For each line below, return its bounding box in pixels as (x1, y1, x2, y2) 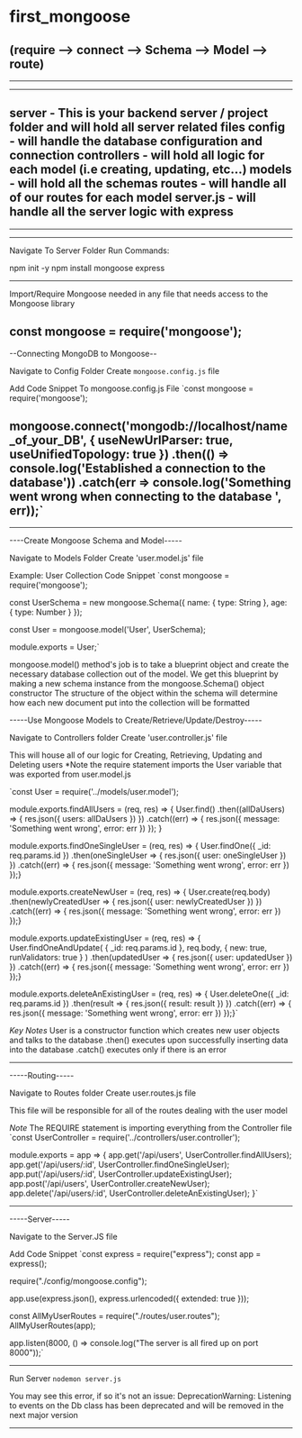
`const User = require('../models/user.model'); (9, 787, 180, 797)
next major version (9, 1410, 79, 1421)
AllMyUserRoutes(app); (9, 1320, 96, 1331)
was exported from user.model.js (9, 769, 132, 780)
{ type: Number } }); (9, 606, 83, 618)
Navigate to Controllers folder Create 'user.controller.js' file (9, 733, 227, 743)
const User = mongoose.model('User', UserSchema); (9, 624, 207, 635)
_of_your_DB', (9, 432, 87, 448)
